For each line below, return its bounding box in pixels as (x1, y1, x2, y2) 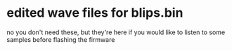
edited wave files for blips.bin (6, 5, 183, 21)
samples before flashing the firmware (6, 35, 115, 43)
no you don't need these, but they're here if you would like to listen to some (6, 28, 226, 36)
